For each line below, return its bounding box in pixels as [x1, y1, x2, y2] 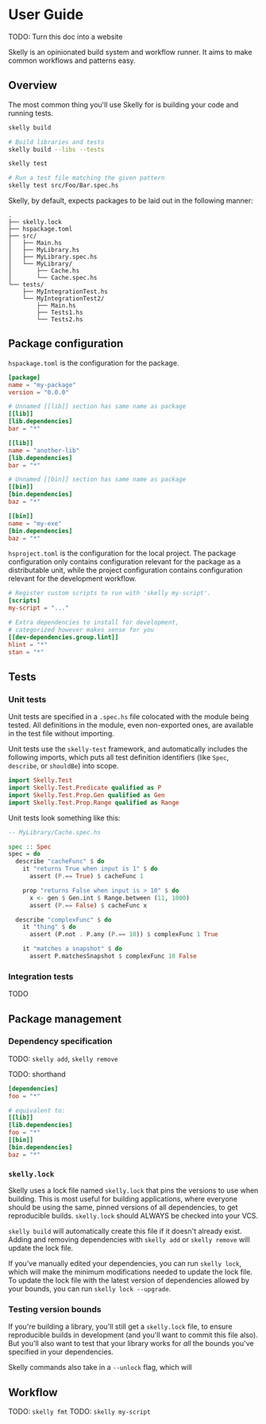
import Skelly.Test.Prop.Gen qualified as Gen [8, 791, 165, 799]
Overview [8, 79, 58, 92]
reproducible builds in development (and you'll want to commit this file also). [8, 1330, 258, 1340]
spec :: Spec [8, 842, 52, 851]
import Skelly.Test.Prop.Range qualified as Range [8, 799, 179, 807]
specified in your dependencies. [8, 1347, 114, 1356]
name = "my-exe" [8, 519, 62, 528]
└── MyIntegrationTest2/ [22, 295, 105, 303]
